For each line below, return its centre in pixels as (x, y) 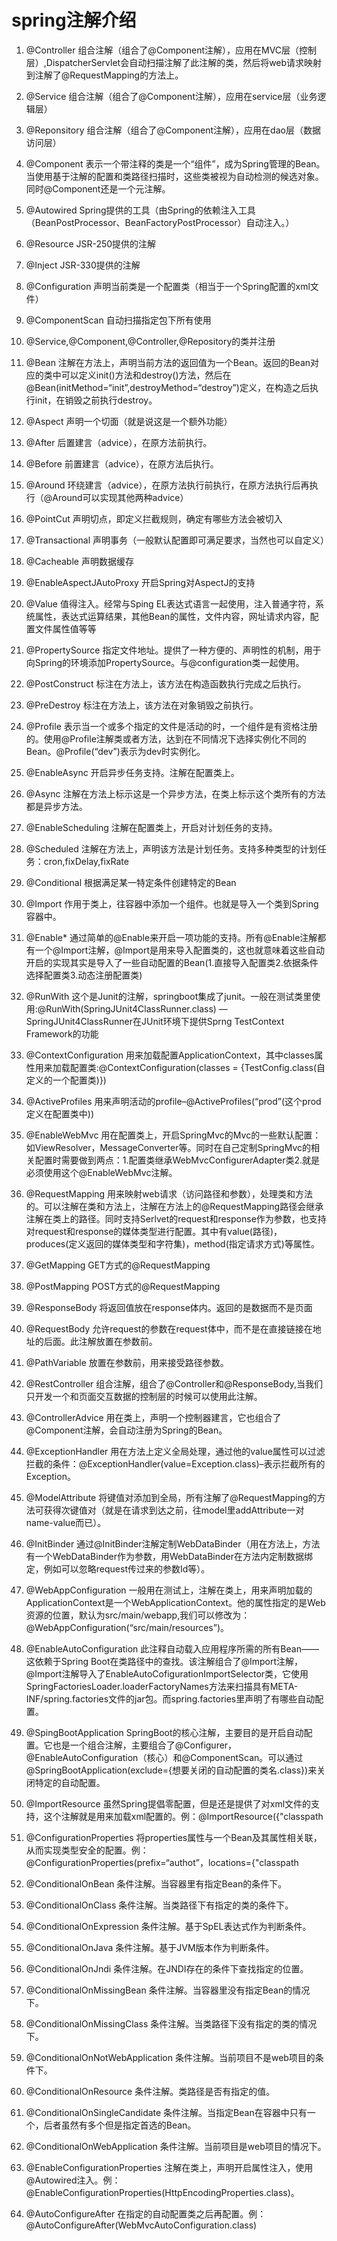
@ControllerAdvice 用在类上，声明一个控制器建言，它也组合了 (153, 1417)
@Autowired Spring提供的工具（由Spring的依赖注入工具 (140, 210)
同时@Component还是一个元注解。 (98, 188)
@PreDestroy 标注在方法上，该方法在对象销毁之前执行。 (142, 705)
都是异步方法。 (56, 806)
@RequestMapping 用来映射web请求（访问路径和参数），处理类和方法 (169, 1193)
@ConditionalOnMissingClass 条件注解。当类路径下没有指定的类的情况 (171, 2023)
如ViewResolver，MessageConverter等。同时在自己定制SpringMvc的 (168, 1147)
